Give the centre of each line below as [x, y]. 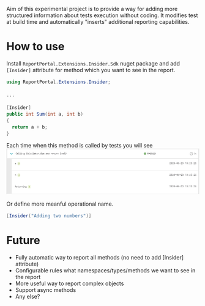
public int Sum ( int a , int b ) [45, 114]
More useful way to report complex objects [69, 283]
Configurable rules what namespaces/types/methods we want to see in [105, 271]
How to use [35, 47]
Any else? [28, 297]
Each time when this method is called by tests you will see [80, 145]
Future [24, 241]
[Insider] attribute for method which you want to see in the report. [91, 70]
